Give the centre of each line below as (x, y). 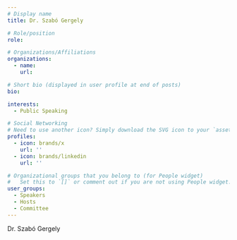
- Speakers (30, 196)
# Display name (30, 14)
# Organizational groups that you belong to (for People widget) (105, 176)
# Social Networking (38, 124)
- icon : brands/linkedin (50, 156)
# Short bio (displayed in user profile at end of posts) (94, 85)
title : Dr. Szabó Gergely (45, 20)
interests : (23, 104)
